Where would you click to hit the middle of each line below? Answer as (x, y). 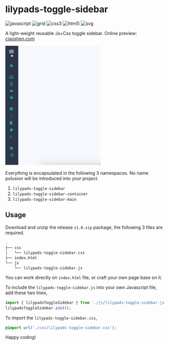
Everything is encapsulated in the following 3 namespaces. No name (77, 173)
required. (15, 233)
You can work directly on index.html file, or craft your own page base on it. (84, 277)
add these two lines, (26, 293)
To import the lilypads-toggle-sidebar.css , (51, 318)
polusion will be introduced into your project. (52, 178)
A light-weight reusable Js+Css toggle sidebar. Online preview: (71, 33)
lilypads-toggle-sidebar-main (45, 199)
